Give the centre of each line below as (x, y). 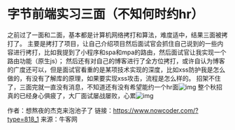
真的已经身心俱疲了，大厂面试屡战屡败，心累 (72, 95)
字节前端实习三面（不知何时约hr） (106, 14)
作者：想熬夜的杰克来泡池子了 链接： (60, 110)
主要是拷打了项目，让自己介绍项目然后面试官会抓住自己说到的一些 (122, 43)
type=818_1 (23, 119)
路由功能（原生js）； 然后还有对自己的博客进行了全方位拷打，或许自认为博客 (116, 60)
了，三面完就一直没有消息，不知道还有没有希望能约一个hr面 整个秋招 (115, 87)
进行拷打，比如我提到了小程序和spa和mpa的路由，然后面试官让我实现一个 (120, 52)
